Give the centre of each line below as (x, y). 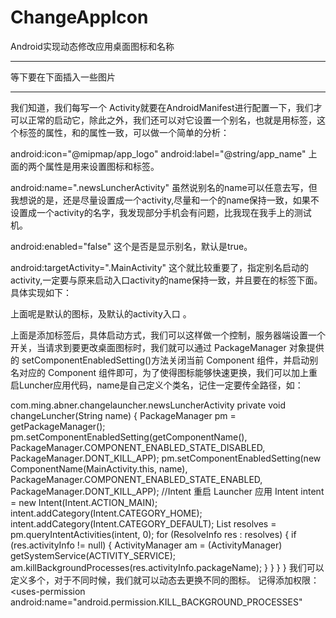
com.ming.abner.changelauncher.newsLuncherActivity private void (148, 405)
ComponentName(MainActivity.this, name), (99, 468)
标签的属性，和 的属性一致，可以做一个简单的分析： (124, 132)
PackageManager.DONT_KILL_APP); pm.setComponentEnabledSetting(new (166, 458)
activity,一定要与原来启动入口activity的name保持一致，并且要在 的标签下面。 (166, 280)
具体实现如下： (41, 292)
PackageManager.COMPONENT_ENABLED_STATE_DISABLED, (138, 447)
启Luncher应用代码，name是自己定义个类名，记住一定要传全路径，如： (157, 385)
